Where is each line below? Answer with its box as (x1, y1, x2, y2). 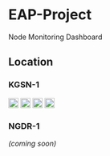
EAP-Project (8, 6, 92, 24)
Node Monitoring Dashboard (8, 32, 103, 42)
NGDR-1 (8, 120, 40, 131)
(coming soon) (8, 138, 57, 148)
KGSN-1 (8, 79, 40, 90)
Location (8, 55, 54, 69)
